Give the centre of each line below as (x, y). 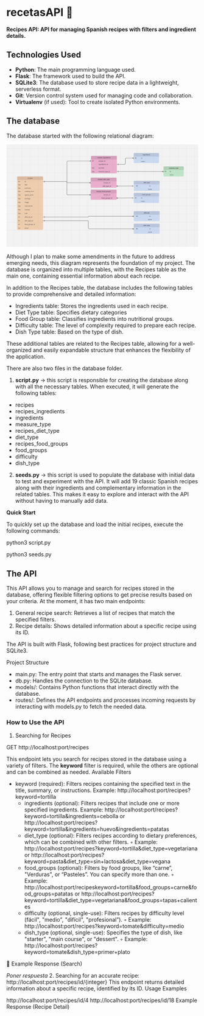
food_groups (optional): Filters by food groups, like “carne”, (98, 868)
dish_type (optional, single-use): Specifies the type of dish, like (103, 933)
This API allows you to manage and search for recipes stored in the (90, 588)
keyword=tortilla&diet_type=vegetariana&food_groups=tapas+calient (111, 900)
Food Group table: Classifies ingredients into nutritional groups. (94, 319)
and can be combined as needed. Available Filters (69, 772)
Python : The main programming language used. (75, 69)
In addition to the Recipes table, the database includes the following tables (100, 288)
